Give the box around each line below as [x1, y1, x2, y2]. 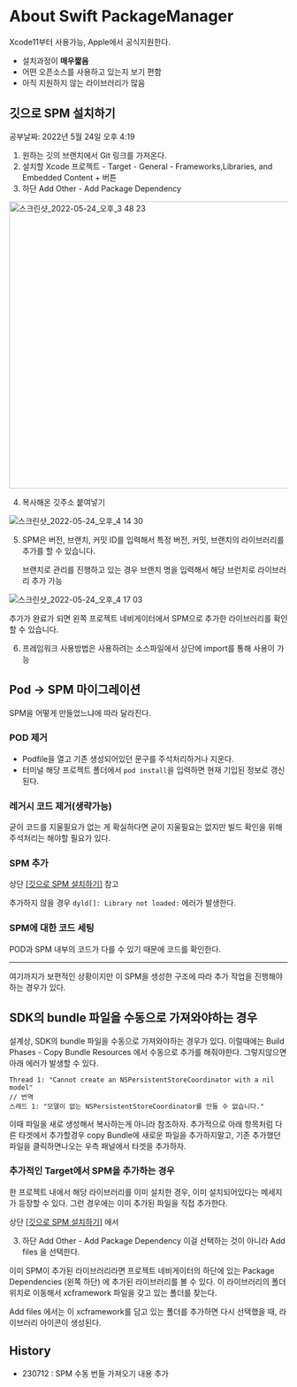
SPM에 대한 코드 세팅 [9, 922, 95, 935]
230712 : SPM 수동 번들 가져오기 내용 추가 [21, 1368, 170, 1378]
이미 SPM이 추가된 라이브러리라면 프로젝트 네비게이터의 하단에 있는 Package [9, 1265, 275, 1275]
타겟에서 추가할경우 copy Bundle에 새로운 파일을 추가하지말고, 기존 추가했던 [18, 1129, 281, 1140]
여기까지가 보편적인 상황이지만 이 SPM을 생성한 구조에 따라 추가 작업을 [9, 971, 253, 982]
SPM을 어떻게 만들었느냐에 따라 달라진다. [9, 707, 152, 718]
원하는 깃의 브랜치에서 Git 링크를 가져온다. [21, 150, 167, 160]
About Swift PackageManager [9, 6, 234, 27]
